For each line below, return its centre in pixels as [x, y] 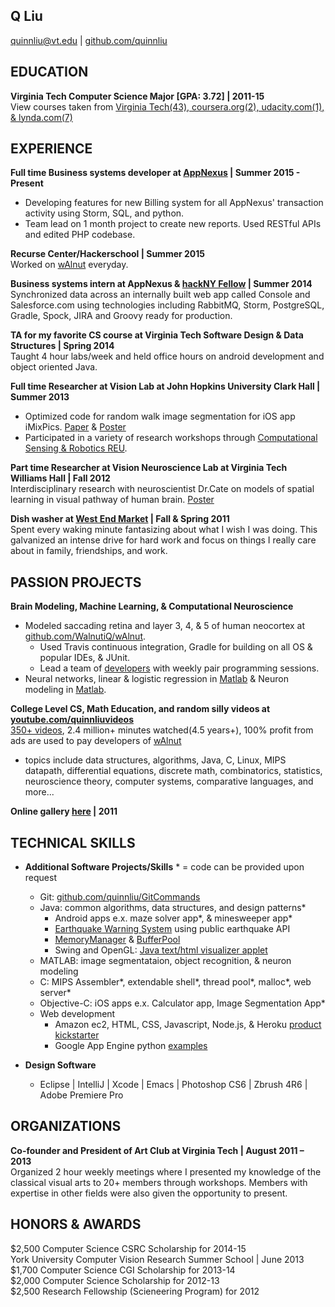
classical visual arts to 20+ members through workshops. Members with [159, 1182]
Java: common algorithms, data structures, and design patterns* [173, 908]
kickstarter [77, 1035]
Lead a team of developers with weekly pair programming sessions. [179, 668]
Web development [77, 1014]
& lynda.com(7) [41, 117]
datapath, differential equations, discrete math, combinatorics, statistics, [173, 771]
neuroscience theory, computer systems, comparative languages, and [169, 781]
